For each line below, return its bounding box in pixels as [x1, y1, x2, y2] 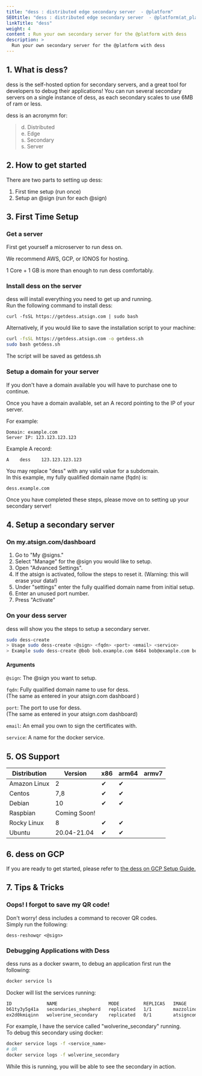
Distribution [11, 770, 47, 778]
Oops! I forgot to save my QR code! [6, 900, 110, 909]
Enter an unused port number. [14, 590, 90, 597]
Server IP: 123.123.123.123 [6, 434, 77, 440]
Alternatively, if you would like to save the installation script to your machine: [6, 324, 196, 332]
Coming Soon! [55, 809, 96, 817]
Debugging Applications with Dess [6, 946, 110, 955]
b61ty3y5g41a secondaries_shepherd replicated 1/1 [6, 1006, 152, 1012]
